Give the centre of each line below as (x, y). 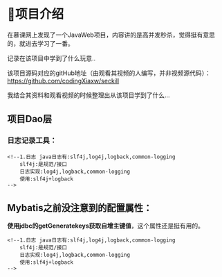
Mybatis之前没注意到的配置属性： (80, 208)
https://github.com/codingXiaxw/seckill (63, 81)
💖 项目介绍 (36, 14)
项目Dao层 (30, 119)
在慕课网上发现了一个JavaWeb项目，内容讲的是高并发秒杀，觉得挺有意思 (111, 35)
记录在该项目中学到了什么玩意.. (52, 58)
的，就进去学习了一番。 (40, 43)
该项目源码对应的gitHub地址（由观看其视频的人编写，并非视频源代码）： (109, 73)
